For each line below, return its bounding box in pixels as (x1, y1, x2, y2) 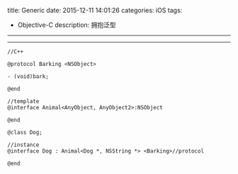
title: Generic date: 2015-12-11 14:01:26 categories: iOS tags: (7, 6, 183, 14)
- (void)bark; (7, 73, 50, 80)
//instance (7, 141, 40, 148)
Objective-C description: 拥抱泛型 (17, 21, 117, 29)
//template (7, 98, 40, 105)
